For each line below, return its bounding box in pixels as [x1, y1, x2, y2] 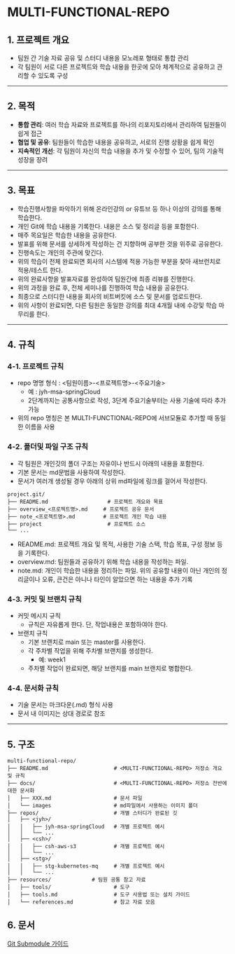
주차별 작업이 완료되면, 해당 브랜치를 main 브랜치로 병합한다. [27, 664, 194, 672]
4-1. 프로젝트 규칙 [7, 361, 64, 371]
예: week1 [38, 655, 66, 664]
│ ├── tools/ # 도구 [7, 884, 130, 891]
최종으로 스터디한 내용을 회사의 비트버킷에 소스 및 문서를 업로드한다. [17, 292, 203, 300]
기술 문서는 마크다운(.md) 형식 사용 [17, 701, 114, 709]
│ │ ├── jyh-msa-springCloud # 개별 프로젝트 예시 [7, 824, 165, 831]
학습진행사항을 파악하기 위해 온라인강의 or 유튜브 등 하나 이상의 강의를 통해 [17, 204, 222, 213]
